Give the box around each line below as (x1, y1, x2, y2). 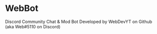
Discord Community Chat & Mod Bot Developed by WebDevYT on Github (5, 19, 153, 24)
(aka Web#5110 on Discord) (5, 23, 61, 29)
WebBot (5, 3, 38, 14)
